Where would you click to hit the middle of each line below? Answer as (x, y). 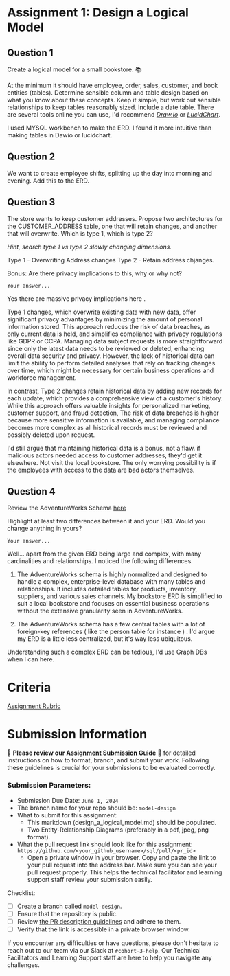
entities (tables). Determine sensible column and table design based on (108, 93)
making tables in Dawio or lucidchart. (60, 135)
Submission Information (77, 734)
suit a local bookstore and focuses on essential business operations (113, 604)
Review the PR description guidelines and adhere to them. (99, 921)
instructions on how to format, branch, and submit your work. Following (108, 760)
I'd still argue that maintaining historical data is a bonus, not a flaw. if (104, 448)
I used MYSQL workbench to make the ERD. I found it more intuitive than (110, 128)
